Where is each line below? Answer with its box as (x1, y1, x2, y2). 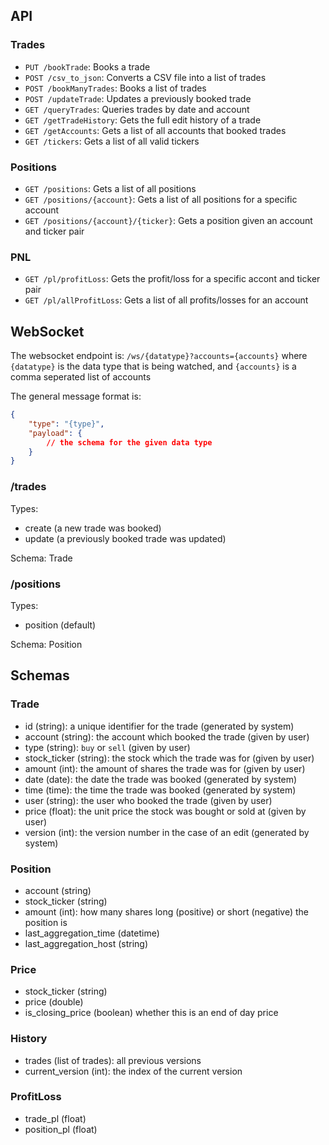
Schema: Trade (10, 552, 73, 564)
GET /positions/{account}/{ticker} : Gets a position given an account (24, 214, 313, 226)
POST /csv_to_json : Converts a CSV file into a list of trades (24, 71, 267, 83)
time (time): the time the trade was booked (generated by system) (24, 784, 297, 796)
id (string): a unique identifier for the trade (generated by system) (24, 720, 295, 732)
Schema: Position (10, 638, 83, 650)
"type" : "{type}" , (28, 419, 105, 429)
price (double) (24, 996, 84, 1008)
